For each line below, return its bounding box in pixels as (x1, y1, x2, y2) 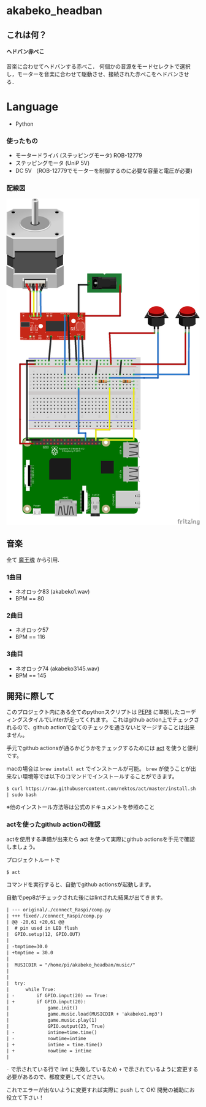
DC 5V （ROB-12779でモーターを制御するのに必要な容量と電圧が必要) (15, 167, 193, 175)
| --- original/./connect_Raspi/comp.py (6, 906, 112, 913)
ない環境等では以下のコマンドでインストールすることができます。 (11, 773, 178, 780)
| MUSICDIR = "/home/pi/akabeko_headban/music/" (6, 962, 136, 968)
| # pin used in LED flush (6, 925, 78, 931)
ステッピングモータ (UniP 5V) (15, 159, 90, 167)
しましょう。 (6, 843, 39, 850)
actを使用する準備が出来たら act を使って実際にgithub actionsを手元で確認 (6, 835, 195, 843)
